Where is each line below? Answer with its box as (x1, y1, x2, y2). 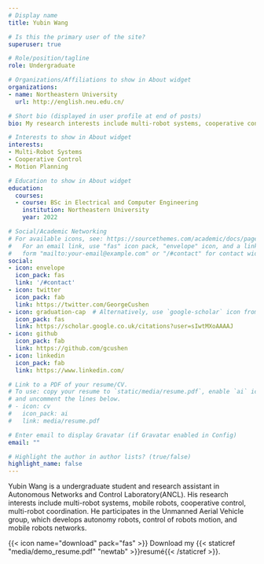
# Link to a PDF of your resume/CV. (8, 380, 128, 389)
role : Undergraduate (8, 62, 76, 70)
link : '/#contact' (15, 279, 76, 287)
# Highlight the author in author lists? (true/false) (8, 452, 192, 460)
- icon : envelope (8, 264, 65, 272)
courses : (15, 192, 44, 200)
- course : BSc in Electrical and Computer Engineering (15, 199, 199, 207)
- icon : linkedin (8, 351, 65, 360)
